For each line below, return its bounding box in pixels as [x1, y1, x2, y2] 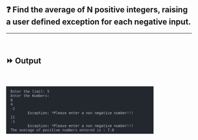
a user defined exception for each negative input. [6, 17, 192, 27]
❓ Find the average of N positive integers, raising [6, 5, 188, 15]
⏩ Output [6, 56, 42, 66]
